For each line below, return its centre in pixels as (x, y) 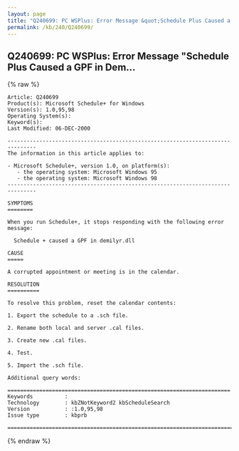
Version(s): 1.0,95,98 (41, 110)
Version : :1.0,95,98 (55, 409)
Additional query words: (44, 378)
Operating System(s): (39, 116)
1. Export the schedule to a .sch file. (68, 316)
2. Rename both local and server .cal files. (76, 328)
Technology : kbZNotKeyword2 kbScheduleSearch (89, 403)
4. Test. (20, 353)
